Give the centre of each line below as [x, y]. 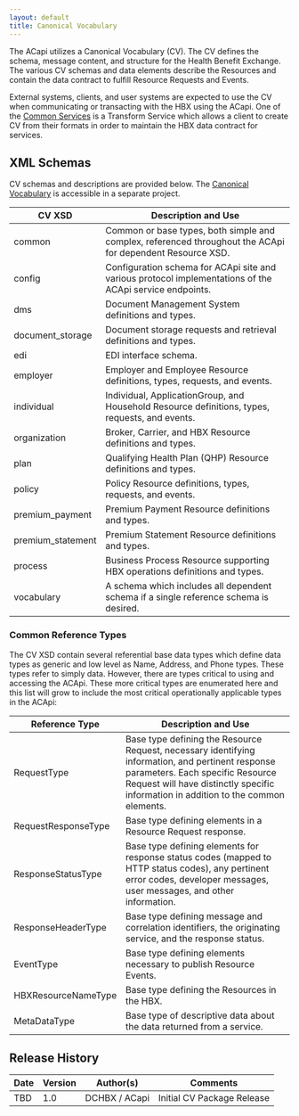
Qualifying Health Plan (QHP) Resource [187, 458]
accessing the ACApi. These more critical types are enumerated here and [144, 683]
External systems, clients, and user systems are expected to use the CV [141, 97]
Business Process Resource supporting [187, 561]
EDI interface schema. [151, 356]
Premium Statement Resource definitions [191, 535]
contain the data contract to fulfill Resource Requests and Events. [129, 79]
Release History [54, 1058]
